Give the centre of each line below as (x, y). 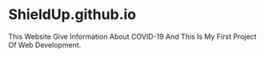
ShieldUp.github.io (72, 15)
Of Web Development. (45, 44)
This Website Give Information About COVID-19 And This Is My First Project (132, 36)
